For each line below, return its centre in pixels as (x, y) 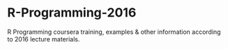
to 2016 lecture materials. (44, 39)
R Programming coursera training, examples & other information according (114, 32)
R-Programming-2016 (72, 13)
